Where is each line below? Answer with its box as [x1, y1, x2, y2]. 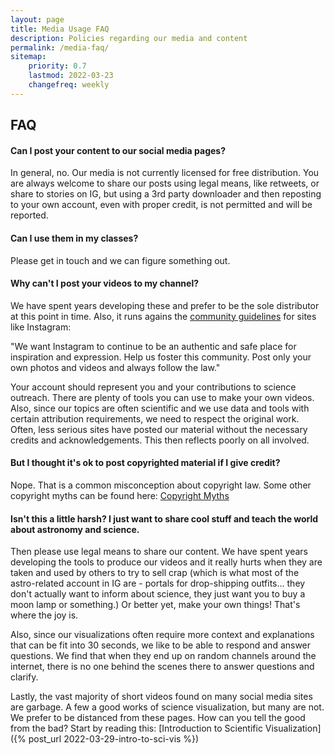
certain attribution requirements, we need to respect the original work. [10, 412, 300, 425]
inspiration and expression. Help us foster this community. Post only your [10, 351, 312, 363]
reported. [10, 209, 49, 221]
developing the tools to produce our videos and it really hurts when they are [10, 556, 323, 568]
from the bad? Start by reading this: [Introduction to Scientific [10, 722, 263, 735]
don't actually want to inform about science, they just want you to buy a [10, 588, 306, 600]
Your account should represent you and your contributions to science [10, 381, 297, 393]
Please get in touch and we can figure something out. [10, 254, 231, 266]
